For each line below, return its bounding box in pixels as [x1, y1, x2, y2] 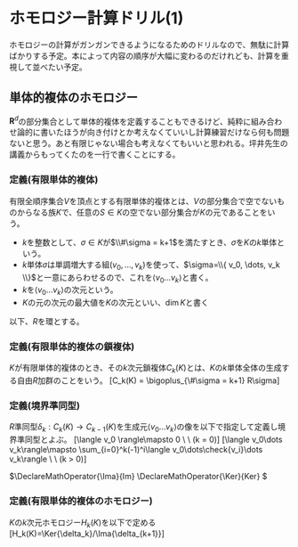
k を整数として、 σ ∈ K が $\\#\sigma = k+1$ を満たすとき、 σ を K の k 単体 [21, 237, 278, 248]
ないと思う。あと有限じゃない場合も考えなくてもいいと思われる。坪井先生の [9, 138, 289, 149]
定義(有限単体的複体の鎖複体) [9, 340, 135, 353]
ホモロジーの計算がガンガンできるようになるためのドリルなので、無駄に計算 [9, 39, 290, 50]
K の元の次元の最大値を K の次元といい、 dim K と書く [21, 298, 209, 308]
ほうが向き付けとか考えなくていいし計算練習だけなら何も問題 [63, 127, 290, 138]
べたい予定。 [39, 61, 87, 72]
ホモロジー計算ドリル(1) [9, 8, 184, 29]
